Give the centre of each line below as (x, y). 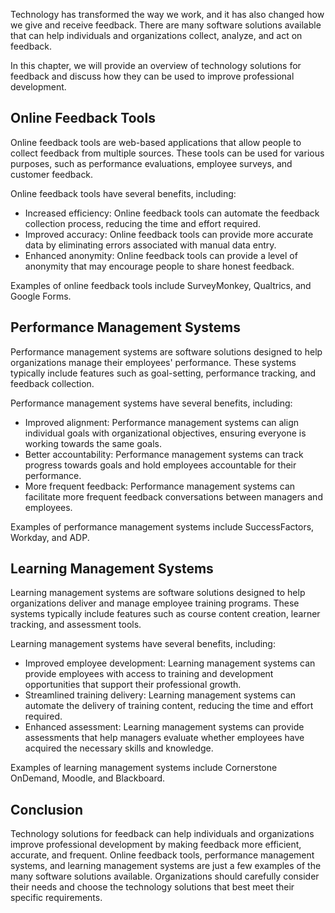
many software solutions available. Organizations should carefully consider (165, 876)
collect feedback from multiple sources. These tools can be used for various (167, 153)
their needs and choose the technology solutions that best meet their (152, 887)
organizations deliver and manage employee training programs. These (155, 603)
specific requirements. (56, 898)
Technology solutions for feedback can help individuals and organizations (162, 834)
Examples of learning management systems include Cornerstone (144, 768)
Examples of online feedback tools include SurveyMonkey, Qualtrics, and (161, 285)
